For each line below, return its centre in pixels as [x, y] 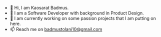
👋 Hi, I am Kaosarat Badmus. [39, 8]
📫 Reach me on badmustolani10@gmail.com [56, 29]
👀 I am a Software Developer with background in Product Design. [77, 13]
